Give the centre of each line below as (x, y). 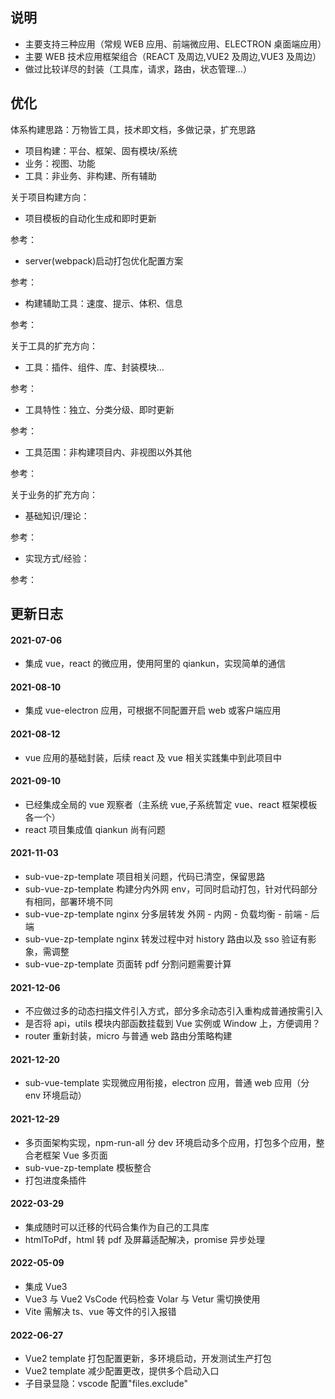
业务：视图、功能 (60, 163)
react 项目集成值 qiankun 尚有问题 (95, 829)
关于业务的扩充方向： (54, 494)
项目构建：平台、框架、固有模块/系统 (101, 150)
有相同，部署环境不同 (68, 902)
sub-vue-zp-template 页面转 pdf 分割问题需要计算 (128, 964)
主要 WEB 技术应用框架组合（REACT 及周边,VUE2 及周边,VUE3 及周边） (173, 56)
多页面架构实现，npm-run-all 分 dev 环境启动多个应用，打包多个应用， (170, 1142)
